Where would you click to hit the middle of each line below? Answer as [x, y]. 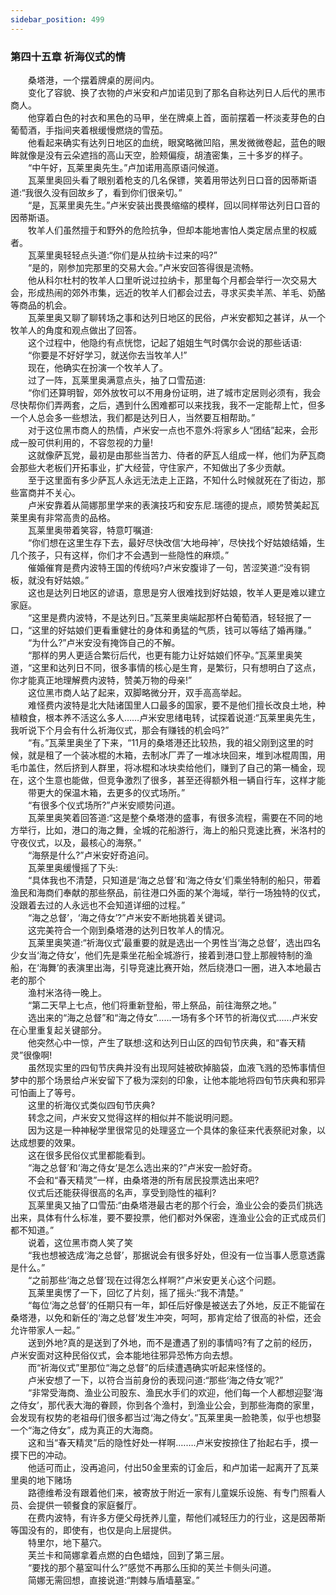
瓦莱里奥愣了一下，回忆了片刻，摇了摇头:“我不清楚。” [135, 1292]
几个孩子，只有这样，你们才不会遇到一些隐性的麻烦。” [120, 555]
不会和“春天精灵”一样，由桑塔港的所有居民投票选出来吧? [143, 1180]
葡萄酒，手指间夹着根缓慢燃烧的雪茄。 [89, 130]
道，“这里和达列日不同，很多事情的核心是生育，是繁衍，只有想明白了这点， [166, 667]
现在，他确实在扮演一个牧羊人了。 [97, 367]
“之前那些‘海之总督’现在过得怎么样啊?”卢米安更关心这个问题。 [154, 1280]
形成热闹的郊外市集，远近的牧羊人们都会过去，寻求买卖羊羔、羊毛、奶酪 [176, 292]
